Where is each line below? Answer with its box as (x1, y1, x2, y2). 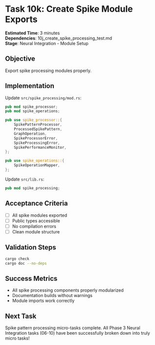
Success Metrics (5, 274, 58, 282)
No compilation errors (12, 223, 56, 229)
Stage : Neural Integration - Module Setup (5, 40, 89, 46)
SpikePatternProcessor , (14, 122, 63, 127)
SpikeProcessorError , (14, 136, 58, 140)
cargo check (5, 256, 29, 261)
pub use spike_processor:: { (5, 117, 63, 123)
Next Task (5, 312, 37, 320)
